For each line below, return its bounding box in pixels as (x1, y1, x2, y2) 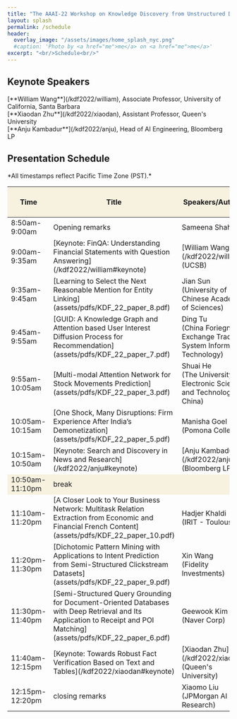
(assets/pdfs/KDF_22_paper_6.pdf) (52, 633, 171, 643)
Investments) (181, 568, 226, 578)
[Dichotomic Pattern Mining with (52, 542, 160, 552)
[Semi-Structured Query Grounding (52, 588, 171, 598)
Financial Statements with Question (52, 246, 171, 256)
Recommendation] (52, 340, 115, 350)
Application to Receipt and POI (52, 615, 154, 625)
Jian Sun (181, 276, 211, 286)
